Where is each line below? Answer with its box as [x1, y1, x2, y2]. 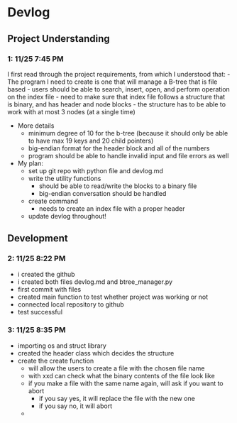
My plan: [17, 159, 44, 167]
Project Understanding [7, 33, 110, 45]
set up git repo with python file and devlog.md [28, 166, 163, 175]
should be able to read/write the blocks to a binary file [38, 182, 197, 190]
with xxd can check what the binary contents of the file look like [28, 371, 215, 380]
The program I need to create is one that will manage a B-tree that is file [7, 77, 218, 86]
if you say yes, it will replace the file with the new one [38, 394, 195, 402]
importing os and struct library [17, 341, 106, 350]
